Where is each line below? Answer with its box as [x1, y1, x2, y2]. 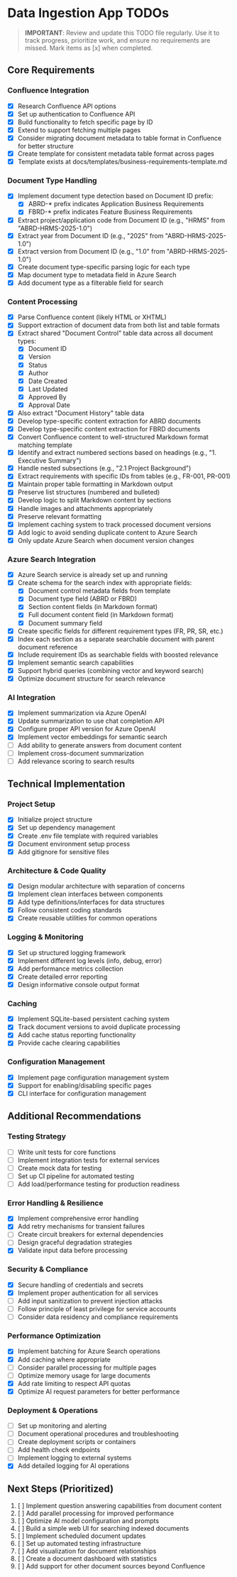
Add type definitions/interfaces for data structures [17, 898, 165, 907]
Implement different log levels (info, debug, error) [17, 956, 162, 964]
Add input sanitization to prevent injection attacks [17, 1296, 163, 1305]
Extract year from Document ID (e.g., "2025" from [17, 231, 164, 239]
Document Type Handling [7, 176, 97, 185]
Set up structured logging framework [17, 948, 126, 957]
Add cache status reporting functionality [17, 1030, 136, 1039]
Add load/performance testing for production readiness [17, 1180, 180, 1188]
